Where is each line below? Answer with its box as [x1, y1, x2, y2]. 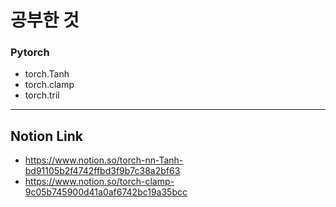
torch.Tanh [24, 68, 70, 80]
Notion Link [10, 127, 84, 145]
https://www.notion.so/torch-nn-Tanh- [24, 154, 184, 166]
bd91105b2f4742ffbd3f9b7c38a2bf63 [24, 165, 181, 177]
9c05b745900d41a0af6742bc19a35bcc [24, 186, 188, 198]
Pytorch [10, 46, 50, 60]
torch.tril [24, 89, 60, 101]
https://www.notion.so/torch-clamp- [24, 176, 175, 188]
